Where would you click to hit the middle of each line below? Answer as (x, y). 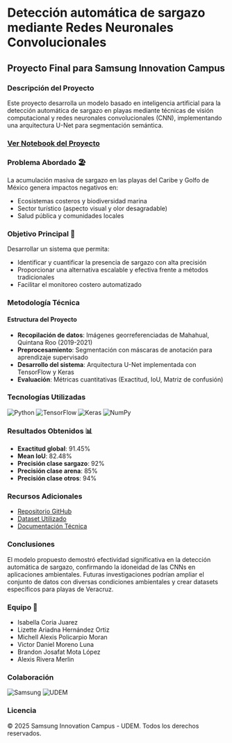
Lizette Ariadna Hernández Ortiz (63, 629)
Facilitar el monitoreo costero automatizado (80, 285)
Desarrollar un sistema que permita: (58, 249)
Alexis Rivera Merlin (45, 659)
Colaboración (31, 677)
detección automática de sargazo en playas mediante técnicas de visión (110, 110)
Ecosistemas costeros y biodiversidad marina (82, 201)
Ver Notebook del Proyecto (54, 143)
